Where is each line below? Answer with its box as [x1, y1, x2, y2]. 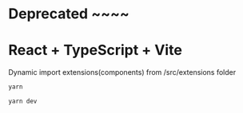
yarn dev [8, 97, 38, 105]
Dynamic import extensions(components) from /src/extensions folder [8, 68, 237, 77]
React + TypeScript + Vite [8, 41, 182, 60]
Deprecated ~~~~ [8, 5, 129, 23]
